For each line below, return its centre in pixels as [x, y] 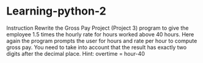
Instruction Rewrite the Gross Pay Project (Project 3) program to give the [98, 28]
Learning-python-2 [56, 11]
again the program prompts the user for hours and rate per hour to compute [102, 41]
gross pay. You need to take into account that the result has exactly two [97, 47]
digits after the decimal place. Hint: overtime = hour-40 [76, 53]
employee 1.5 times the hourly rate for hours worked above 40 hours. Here [100, 34]
